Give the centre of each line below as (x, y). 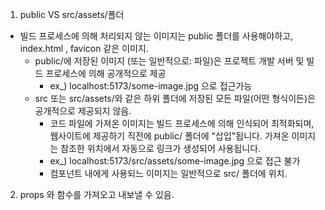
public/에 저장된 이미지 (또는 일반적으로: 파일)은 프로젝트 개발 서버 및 (169, 61)
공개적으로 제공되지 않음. (83, 111)
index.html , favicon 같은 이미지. (84, 48)
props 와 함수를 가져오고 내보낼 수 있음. (97, 194)
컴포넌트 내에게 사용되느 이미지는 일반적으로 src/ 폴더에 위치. (168, 173)
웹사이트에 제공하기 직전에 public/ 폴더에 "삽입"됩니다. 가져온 (169, 136)
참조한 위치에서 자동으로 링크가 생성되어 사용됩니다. (161, 148)
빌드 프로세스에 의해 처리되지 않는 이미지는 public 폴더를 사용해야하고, (156, 36)
